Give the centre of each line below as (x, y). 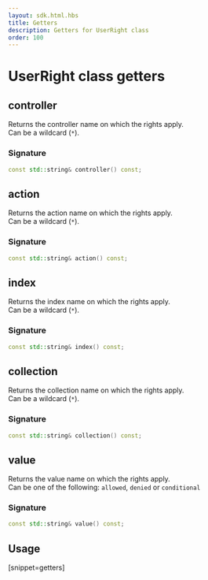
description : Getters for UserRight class (78, 30)
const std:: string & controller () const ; (75, 169)
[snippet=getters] (36, 567)
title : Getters (33, 23)
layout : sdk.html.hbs (44, 15)
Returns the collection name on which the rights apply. (96, 390)
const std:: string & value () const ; (66, 524)
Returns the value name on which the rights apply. (89, 479)
